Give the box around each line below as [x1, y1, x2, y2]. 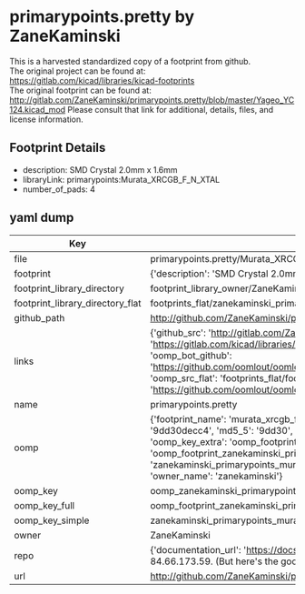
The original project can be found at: [9, 65, 146, 76]
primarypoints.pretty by [9, 6, 195, 27]
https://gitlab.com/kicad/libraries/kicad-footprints [9, 75, 195, 86]
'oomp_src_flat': [149, 371, 218, 384]
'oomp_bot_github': [149, 348, 232, 361]
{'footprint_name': [149, 412, 227, 425]
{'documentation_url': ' [149, 543, 247, 556]
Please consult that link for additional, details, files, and [67, 104, 274, 115]
